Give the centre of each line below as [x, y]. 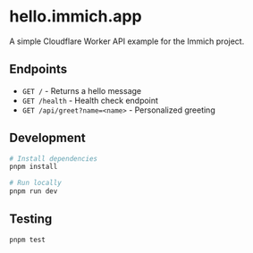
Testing [31, 219]
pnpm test [28, 240]
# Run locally [36, 183]
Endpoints [38, 69]
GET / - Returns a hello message [81, 90]
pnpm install [34, 167]
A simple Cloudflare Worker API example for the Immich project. [127, 41]
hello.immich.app [76, 17]
